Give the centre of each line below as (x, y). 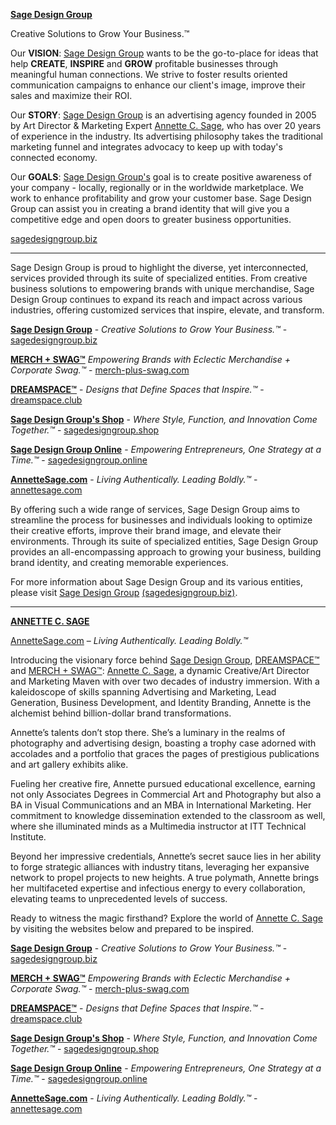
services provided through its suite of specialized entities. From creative (159, 278)
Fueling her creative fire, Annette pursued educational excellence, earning (163, 783)
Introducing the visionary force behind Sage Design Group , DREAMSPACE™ (165, 660)
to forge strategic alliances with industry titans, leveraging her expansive (160, 867)
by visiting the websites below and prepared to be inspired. (132, 928)
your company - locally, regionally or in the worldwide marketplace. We (157, 187)
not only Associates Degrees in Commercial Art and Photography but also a (166, 794)
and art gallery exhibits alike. (69, 764)
